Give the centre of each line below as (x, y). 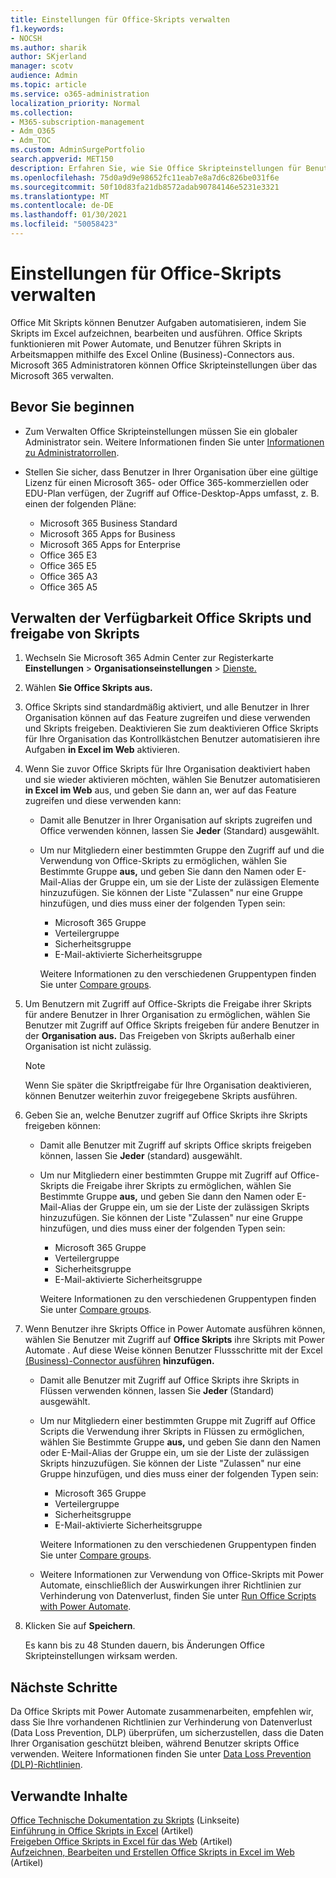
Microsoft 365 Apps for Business (107, 533)
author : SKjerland (48, 57)
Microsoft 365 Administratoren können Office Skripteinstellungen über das (164, 365)
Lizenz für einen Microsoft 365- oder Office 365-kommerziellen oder (167, 482)
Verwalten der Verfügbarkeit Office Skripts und (161, 618)
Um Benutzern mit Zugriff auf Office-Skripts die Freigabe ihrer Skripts (168, 1004)
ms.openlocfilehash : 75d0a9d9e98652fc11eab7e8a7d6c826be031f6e (145, 177)
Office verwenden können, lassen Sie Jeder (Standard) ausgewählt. (179, 831)
